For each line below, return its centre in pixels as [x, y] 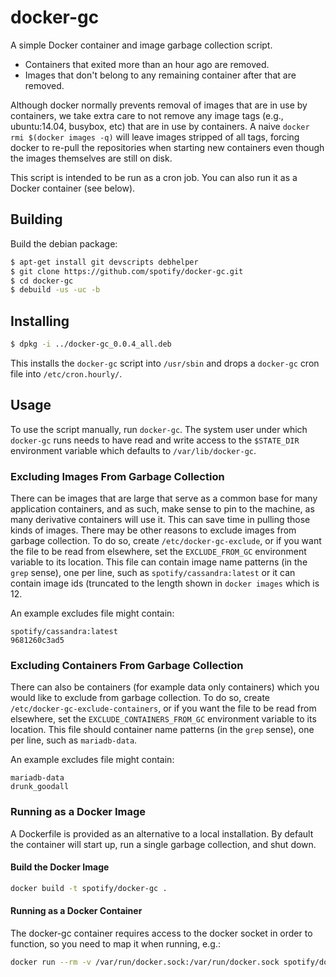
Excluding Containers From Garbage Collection [127, 665]
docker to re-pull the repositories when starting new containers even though [167, 147]
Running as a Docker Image [78, 812]
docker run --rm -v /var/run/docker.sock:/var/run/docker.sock [145, 962]
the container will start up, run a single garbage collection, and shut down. [163, 844]
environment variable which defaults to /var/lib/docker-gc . [133, 450]
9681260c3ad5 [37, 641]
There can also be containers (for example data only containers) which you [165, 687]
